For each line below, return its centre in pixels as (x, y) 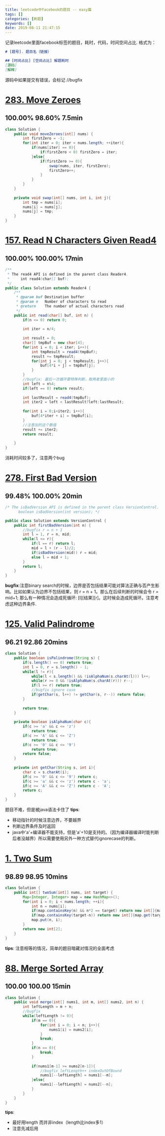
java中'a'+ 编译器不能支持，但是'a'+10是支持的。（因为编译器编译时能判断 (86, 832)
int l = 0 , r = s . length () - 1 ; (56, 667)
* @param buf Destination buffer (50, 297)
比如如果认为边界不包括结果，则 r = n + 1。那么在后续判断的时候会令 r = (86, 592)
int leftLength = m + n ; (48, 1007)
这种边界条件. (23, 604)
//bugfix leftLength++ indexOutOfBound (81, 1071)
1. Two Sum (29, 859)
